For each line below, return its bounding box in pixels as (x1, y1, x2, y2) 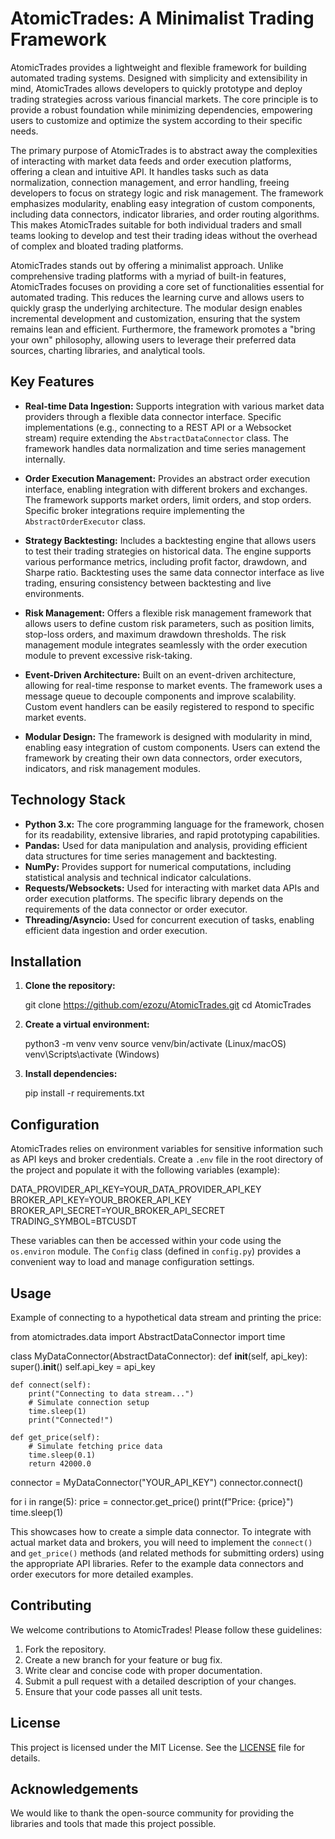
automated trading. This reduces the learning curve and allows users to (10, 291, 305, 303)
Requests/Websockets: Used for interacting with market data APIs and (24, 882, 320, 894)
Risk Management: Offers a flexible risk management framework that (24, 607, 312, 619)
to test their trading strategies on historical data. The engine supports (24, 545, 312, 557)
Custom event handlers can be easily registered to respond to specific (24, 700, 315, 712)
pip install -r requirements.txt (24, 1087, 145, 1099)
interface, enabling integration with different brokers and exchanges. (24, 483, 308, 495)
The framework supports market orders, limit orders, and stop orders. (24, 493, 312, 506)
